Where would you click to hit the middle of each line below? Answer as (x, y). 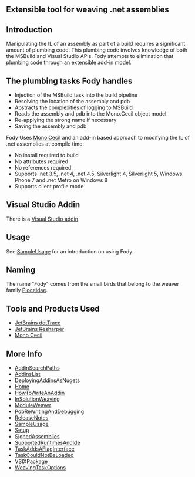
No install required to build (47, 155)
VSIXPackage (31, 461)
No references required (43, 168)
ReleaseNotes (31, 418)
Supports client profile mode (49, 187)
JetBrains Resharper (39, 329)
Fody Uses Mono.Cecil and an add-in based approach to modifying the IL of (98, 138)
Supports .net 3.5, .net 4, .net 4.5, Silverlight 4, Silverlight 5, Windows (98, 174)
